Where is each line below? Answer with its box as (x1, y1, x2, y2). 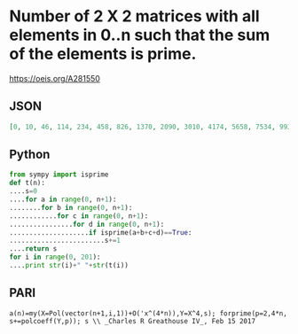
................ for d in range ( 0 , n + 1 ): (9, 220, 165, 229)
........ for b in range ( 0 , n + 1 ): (9, 203, 133, 212)
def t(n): (9, 179, 46, 188)
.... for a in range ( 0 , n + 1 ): (9, 195, 117, 205)
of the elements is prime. (9, 44, 197, 64)
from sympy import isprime (9, 170, 109, 179)
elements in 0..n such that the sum (9, 25, 271, 45)
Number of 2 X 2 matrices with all (9, 6, 260, 27)
